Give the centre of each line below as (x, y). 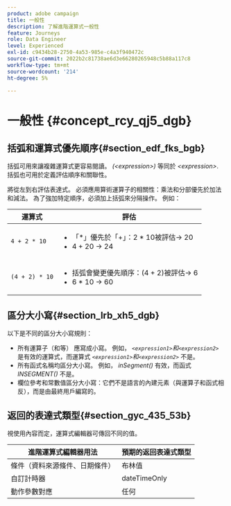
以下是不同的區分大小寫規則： (50, 333)
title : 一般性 (26, 20)
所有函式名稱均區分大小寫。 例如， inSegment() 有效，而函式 (104, 365)
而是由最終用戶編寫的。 (66, 392)
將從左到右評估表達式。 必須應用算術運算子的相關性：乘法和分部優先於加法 (114, 190)
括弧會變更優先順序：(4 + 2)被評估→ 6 (135, 273)
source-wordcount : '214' (43, 71)
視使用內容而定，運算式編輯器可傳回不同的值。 (74, 433)
